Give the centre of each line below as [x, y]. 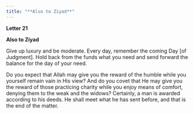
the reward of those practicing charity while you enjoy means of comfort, [95, 87]
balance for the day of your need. [46, 63]
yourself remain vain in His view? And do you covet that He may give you [94, 81]
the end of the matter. [32, 105]
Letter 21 [17, 28]
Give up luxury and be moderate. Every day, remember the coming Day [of [96, 51]
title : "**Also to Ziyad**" [41, 11]
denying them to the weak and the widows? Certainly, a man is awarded [93, 93]
